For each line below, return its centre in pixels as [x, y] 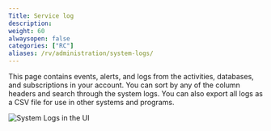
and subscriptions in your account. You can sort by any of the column [124, 85]
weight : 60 [27, 31]
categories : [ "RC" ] [41, 46]
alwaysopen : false [39, 38]
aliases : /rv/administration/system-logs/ [81, 53]
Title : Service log [41, 16]
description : [30, 23]
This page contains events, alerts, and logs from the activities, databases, [131, 76]
